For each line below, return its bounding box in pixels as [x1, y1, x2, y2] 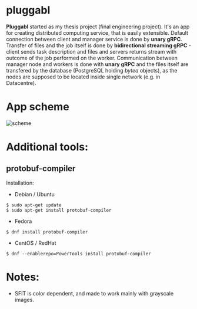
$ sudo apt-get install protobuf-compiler [6, 207, 112, 213]
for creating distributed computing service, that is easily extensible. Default [6, 29, 188, 36]
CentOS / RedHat [14, 239, 57, 246]
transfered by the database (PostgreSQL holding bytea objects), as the [6, 67, 178, 74]
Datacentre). [6, 79, 36, 86]
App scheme [6, 100, 69, 114]
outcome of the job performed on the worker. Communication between [6, 54, 178, 61]
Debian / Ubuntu [14, 190, 55, 198]
